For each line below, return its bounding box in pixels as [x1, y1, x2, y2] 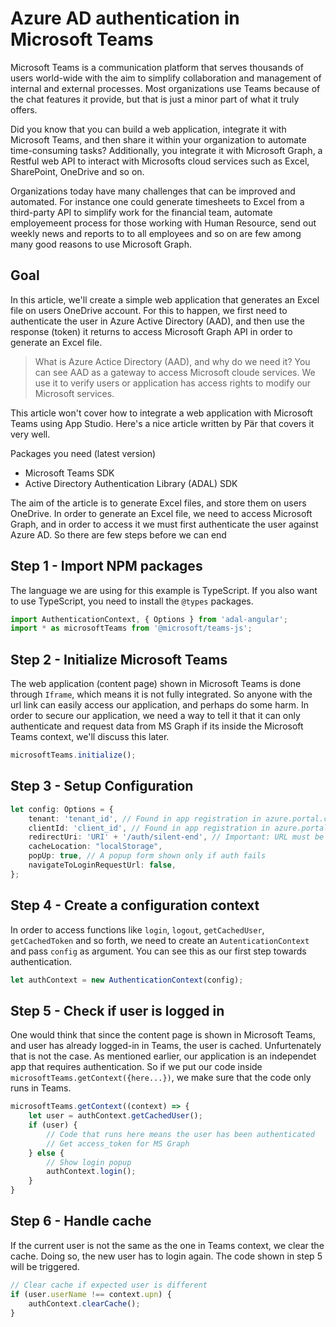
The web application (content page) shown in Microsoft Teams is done [10, 678, 302, 690]
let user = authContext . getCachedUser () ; [28, 1111, 203, 1121]
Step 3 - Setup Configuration [10, 778, 194, 795]
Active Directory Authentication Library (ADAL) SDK [24, 477, 238, 489]
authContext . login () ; [46, 1167, 137, 1177]
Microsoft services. [34, 387, 115, 399]
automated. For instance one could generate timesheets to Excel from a [10, 195, 305, 207]
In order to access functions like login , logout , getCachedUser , [10, 923, 265, 936]
